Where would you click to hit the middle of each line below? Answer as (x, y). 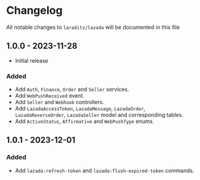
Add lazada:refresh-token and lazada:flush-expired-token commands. (105, 170)
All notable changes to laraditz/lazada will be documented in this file (93, 27)
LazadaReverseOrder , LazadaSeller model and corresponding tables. (99, 115)
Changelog (34, 11)
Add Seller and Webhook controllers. (60, 102)
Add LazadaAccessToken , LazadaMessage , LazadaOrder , (80, 108)
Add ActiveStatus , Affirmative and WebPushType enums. (84, 122)
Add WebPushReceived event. (50, 96)
